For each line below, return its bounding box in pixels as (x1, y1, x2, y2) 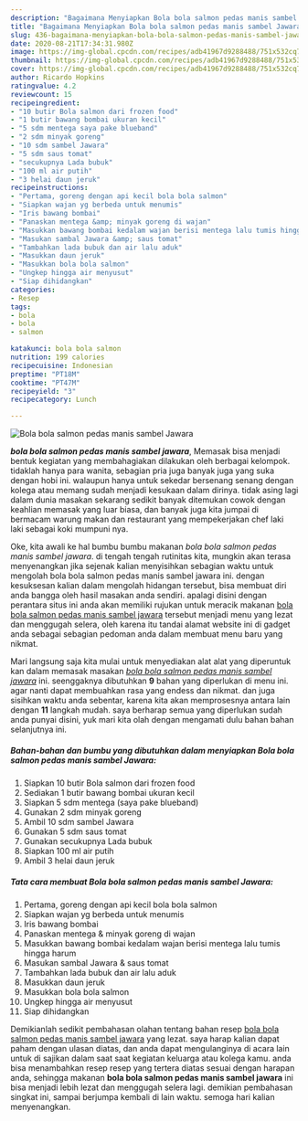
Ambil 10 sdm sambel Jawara (23, 817, 134, 828)
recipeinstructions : (10, 184, 90, 193)
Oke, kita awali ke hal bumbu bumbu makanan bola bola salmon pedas (10, 541, 277, 553)
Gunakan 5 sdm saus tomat (23, 826, 127, 837)
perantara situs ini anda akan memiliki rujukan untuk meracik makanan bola (10, 599, 293, 610)
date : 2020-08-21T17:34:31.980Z (10, 38, 133, 48)
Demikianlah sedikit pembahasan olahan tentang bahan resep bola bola (10, 1024, 280, 1035)
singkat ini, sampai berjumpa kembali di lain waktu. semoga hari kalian (10, 1092, 275, 1103)
